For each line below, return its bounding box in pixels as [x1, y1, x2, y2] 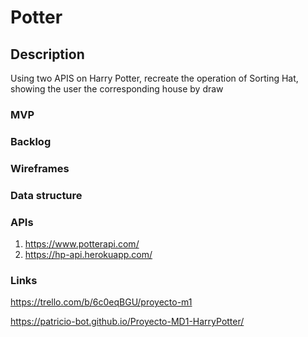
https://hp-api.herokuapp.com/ [24, 248, 153, 260]
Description [10, 46, 85, 63]
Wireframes [10, 161, 70, 175]
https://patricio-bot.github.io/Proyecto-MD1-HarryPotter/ [10, 316, 245, 328]
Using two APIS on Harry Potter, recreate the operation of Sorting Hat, [10, 72, 299, 84]
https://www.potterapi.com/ [24, 237, 140, 250]
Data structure [10, 188, 83, 202]
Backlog [10, 134, 52, 148]
